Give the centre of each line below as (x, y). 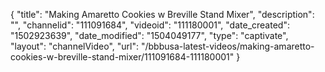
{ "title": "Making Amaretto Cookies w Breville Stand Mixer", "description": (162, 14)
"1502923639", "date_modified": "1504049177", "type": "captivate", (149, 35)
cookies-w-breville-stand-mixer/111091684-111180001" (122, 57)
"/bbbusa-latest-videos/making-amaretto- (227, 46)
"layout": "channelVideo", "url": (75, 46)
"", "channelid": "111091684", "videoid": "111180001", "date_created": (150, 25)
